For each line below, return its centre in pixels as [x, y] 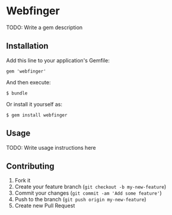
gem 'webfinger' [26, 71]
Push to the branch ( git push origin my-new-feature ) [80, 200]
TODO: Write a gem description [44, 27]
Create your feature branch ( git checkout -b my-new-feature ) [90, 187]
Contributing [30, 166]
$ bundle [17, 93]
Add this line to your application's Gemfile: [58, 60]
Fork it [23, 181]
